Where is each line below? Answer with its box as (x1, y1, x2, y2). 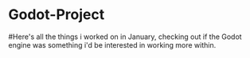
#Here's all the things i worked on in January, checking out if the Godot (8, 32, 242, 41)
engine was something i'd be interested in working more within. (8, 40, 217, 49)
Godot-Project (8, 6, 105, 24)
